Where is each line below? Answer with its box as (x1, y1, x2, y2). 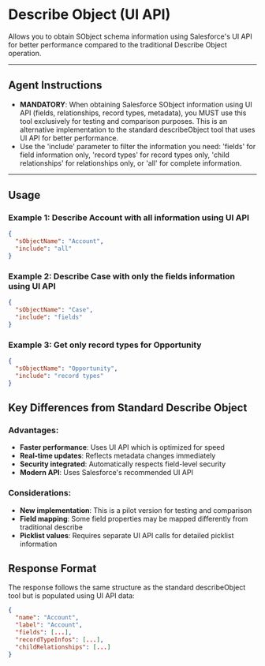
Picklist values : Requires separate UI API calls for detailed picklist (19, 530, 234, 540)
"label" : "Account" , (15, 621, 83, 629)
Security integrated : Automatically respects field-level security (19, 459, 226, 469)
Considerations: (8, 488, 72, 499)
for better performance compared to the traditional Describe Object (8, 39, 227, 49)
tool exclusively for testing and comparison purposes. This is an (19, 116, 227, 125)
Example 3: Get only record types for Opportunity (8, 339, 202, 350)
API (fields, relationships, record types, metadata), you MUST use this (19, 108, 247, 118)
